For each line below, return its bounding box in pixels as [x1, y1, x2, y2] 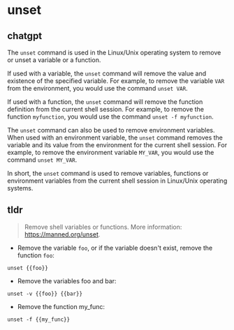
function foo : [17, 250, 54, 260]
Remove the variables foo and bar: [17, 276, 117, 285]
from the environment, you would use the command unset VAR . [7, 84, 188, 92]
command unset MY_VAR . [7, 156, 78, 164]
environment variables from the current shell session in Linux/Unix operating [7, 177, 228, 185]
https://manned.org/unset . [24, 230, 101, 239]
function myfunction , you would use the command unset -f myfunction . [7, 112, 214, 121]
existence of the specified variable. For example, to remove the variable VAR [7, 77, 225, 85]
